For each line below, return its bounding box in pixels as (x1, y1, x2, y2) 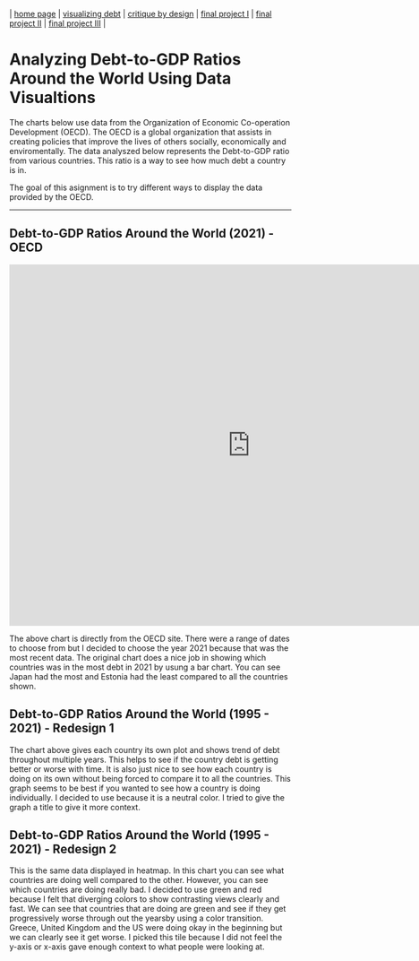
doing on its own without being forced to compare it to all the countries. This (9, 773, 291, 784)
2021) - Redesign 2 (9, 841, 117, 856)
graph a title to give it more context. (9, 801, 141, 812)
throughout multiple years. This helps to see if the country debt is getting (9, 754, 279, 765)
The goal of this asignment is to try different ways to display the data (9, 182, 263, 193)
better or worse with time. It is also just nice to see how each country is (9, 763, 272, 775)
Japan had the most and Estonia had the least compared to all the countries (9, 671, 288, 681)
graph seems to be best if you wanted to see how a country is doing (9, 783, 261, 793)
